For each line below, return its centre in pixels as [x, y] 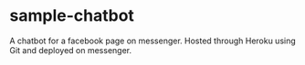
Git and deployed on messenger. [71, 50]
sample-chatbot [72, 16]
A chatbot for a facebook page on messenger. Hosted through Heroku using [153, 41]
